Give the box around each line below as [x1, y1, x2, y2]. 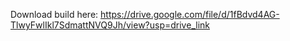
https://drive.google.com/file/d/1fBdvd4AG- [100, 9, 280, 20]
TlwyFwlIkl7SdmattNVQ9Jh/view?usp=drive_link [10, 19, 210, 31]
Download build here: [10, 9, 99, 20]
